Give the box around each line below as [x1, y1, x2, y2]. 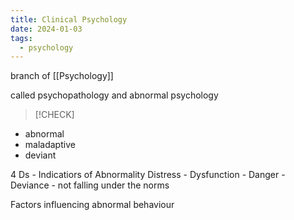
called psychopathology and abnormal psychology [10, 89, 219, 101]
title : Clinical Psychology [10, 14, 128, 25]
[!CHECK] [34, 109, 75, 121]
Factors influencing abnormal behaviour [10, 199, 175, 211]
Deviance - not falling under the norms [10, 179, 170, 191]
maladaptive [24, 139, 76, 151]
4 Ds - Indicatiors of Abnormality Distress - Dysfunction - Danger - [10, 169, 286, 181]
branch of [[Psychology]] [10, 70, 114, 82]
